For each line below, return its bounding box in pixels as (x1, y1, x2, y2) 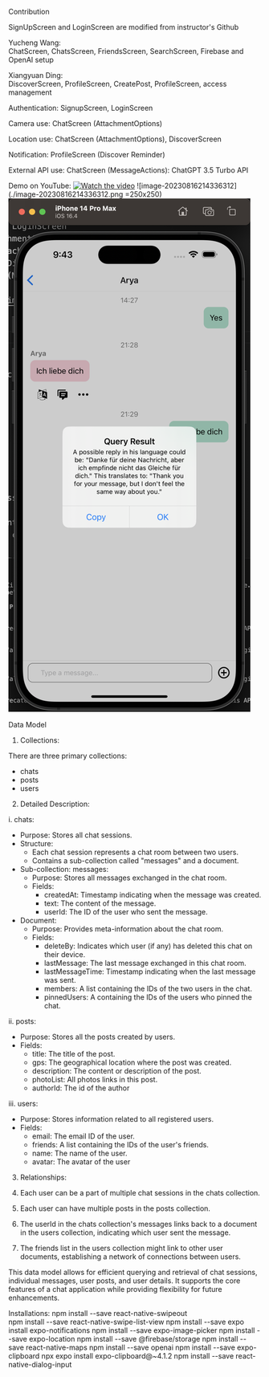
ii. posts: (8, 1016, 36, 1026)
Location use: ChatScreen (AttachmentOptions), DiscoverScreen (8, 134, 222, 144)
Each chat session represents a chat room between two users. (31, 847, 239, 857)
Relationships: (19, 1172, 67, 1182)
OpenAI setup (8, 55, 55, 64)
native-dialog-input (8, 1360, 72, 1369)
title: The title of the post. (31, 1049, 116, 1058)
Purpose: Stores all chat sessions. (19, 830, 132, 840)
